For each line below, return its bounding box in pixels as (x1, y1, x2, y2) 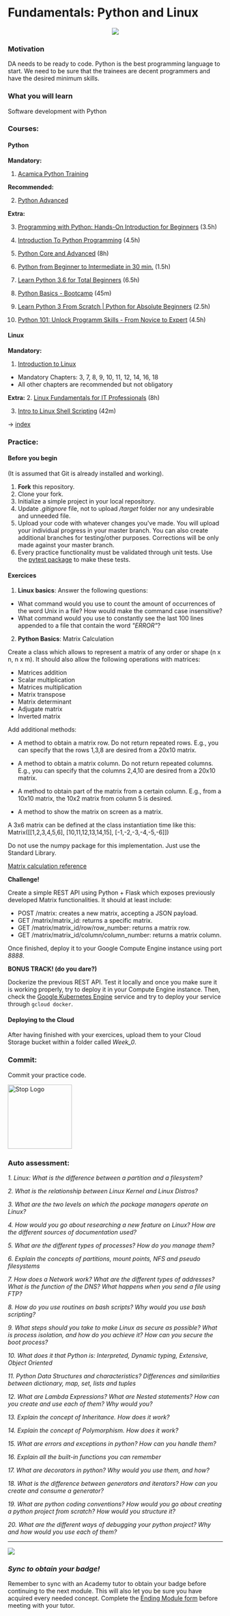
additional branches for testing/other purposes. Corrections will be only (17, 533, 219, 542)
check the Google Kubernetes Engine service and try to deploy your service (8, 993, 221, 1001)
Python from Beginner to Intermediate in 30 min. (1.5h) (17, 262, 171, 271)
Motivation (8, 44, 45, 53)
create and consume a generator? (8, 1487, 104, 1495)
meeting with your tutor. (8, 1602, 75, 1610)
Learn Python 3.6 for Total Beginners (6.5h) (17, 275, 140, 284)
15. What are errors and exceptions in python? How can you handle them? (8, 1439, 217, 1447)
